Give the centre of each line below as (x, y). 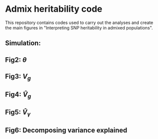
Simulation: (23, 43)
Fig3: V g (18, 77)
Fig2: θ (16, 60)
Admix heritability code (54, 9)
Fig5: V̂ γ (18, 113)
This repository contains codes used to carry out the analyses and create (79, 23)
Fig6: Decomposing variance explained (66, 130)
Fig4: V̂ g (18, 95)
